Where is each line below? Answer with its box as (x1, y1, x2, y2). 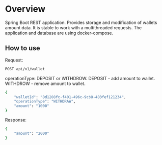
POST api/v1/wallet (5, 66, 45, 71)
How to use (5, 44, 40, 52)
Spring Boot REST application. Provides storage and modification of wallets (5, 20, 157, 25)
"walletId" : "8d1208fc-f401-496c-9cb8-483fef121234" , (14, 94, 126, 100)
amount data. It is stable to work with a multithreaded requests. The (5, 24, 142, 30)
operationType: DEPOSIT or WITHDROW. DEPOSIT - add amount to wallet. (5, 75, 155, 81)
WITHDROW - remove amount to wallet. (5, 81, 86, 86)
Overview (5, 3, 46, 15)
